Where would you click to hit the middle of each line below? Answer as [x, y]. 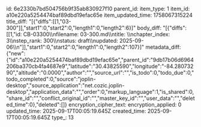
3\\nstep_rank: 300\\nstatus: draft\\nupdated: [62, 41]
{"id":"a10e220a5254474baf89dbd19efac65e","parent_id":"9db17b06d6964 [100, 60]
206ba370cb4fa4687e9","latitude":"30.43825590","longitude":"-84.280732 [100, 66]
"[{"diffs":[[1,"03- [50, 21]
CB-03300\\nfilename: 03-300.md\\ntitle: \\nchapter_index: [97, 34]
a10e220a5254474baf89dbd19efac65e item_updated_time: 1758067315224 [100, 15]
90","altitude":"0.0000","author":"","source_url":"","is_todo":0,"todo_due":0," [100, 73]
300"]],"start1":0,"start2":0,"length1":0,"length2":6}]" [71, 28]
